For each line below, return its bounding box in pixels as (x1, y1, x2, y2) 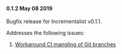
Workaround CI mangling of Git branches (14, 41, 116, 48)
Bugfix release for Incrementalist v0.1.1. (6, 18, 102, 25)
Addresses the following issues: (6, 30, 85, 37)
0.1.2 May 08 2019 (6, 5, 53, 12)
